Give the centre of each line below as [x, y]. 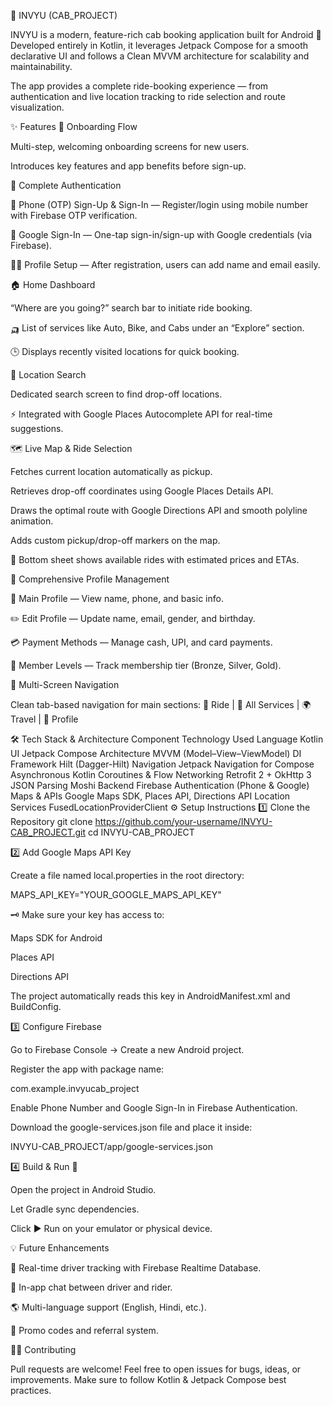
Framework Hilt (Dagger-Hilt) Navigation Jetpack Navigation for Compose [162, 764]
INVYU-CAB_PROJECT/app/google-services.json [111, 1146]
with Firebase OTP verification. [74, 215]
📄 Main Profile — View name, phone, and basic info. [117, 598]
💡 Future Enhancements [60, 1248]
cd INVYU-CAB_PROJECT [141, 832]
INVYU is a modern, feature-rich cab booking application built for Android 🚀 [166, 34]
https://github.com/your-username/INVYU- [183, 821]
